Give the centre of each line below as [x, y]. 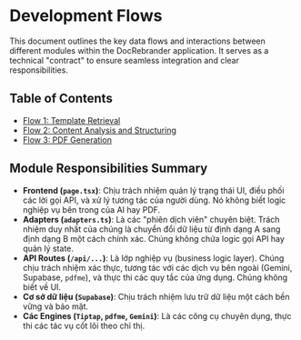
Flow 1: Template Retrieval [71, 120]
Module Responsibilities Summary [109, 169]
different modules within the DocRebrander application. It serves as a [139, 50]
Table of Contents [61, 99]
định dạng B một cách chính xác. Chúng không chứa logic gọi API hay [153, 238]
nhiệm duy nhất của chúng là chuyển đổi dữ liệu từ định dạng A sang [151, 229]
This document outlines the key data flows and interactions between [138, 41]
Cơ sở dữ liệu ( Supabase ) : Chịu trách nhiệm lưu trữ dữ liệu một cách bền [156, 296]
